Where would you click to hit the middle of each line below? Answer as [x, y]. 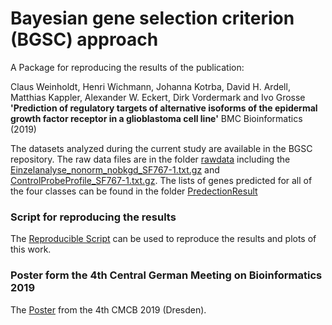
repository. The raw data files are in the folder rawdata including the [150, 159]
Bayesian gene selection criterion [152, 18]
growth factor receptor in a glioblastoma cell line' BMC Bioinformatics [156, 118]
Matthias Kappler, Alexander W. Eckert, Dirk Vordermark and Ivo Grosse [158, 97]
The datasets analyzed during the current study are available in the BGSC [161, 148]
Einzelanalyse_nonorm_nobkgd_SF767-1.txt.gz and [115, 169]
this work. [31, 249]
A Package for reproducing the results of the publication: [127, 67]
